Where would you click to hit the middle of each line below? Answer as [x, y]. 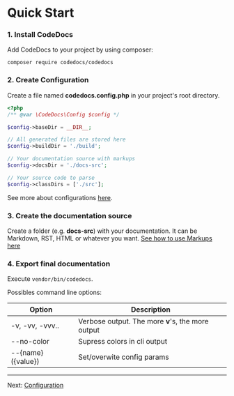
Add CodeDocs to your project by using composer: [80, 49]
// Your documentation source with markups [71, 159]
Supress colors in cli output [123, 342]
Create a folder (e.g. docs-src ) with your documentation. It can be [102, 231]
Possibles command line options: [55, 292]
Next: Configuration [36, 386]
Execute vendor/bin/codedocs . [50, 279]
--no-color [30, 342]
